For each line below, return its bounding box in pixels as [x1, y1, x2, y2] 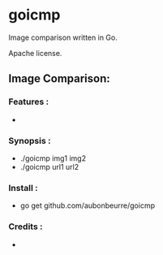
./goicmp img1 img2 [19, 153, 87, 163]
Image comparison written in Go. [8, 32, 118, 42]
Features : [8, 96, 49, 107]
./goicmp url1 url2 [19, 162, 79, 171]
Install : [8, 182, 38, 193]
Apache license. [8, 48, 62, 58]
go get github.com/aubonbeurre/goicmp [19, 201, 156, 210]
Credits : [8, 221, 43, 232]
